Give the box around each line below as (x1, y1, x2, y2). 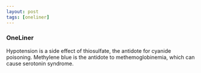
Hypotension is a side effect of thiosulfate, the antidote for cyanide (6, 47, 172, 54)
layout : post (6, 8, 39, 15)
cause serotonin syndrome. (6, 60, 74, 67)
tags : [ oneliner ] (6, 14, 50, 20)
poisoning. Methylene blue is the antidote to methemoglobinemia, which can (6, 53, 195, 61)
